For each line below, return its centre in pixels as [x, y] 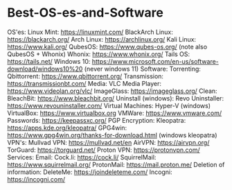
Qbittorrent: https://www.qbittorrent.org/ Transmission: [86, 76]
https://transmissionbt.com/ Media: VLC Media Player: [84, 83]
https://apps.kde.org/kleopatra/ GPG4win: [67, 128]
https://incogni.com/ [36, 179]
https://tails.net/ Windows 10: [49, 61]
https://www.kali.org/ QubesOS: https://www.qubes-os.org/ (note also [107, 46]
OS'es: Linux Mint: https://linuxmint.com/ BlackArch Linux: [90, 32]
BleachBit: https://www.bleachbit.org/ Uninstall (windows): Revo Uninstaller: [115, 98]
